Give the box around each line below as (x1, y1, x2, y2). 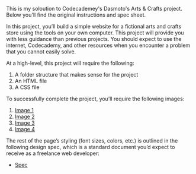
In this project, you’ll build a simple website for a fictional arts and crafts (6, 23, 182, 30)
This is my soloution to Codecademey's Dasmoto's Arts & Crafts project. (6, 5, 182, 12)
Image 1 (14, 107, 34, 113)
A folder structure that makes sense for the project (14, 71, 139, 78)
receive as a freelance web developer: (6, 150, 99, 157)
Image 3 (14, 119, 36, 126)
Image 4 (14, 126, 36, 132)
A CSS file (14, 84, 40, 91)
